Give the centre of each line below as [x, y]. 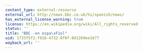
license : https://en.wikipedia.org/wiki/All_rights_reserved [72, 24]
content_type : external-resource [41, 10]
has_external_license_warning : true [44, 19]
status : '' [17, 29]
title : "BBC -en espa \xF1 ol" [36, 33]
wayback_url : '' [22, 43]
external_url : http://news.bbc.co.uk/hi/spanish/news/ [65, 15]
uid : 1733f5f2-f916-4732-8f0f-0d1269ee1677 [52, 38]
